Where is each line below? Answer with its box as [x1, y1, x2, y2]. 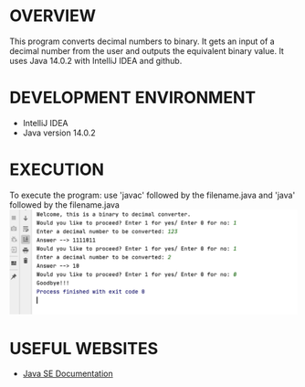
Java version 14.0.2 [22, 127, 96, 138]
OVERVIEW [9, 5, 97, 27]
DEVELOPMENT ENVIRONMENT [9, 88, 257, 108]
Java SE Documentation [22, 368, 113, 380]
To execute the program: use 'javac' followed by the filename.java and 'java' [9, 189, 296, 200]
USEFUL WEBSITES [9, 338, 159, 359]
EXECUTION [9, 159, 105, 180]
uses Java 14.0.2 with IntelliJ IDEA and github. [9, 55, 183, 66]
